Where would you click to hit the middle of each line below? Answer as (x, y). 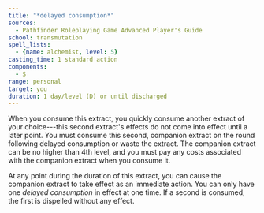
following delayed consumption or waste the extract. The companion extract (132, 144)
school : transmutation (45, 37)
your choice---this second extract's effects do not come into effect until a (128, 127)
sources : (22, 23)
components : (28, 67)
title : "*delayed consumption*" (61, 15)
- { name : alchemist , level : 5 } (67, 52)
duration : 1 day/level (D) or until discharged (88, 96)
